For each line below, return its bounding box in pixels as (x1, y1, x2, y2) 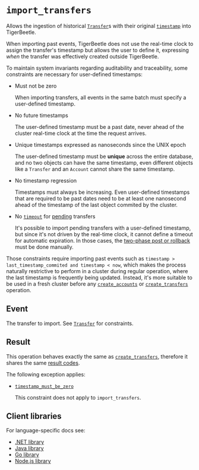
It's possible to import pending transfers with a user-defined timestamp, (14, 224, 191, 231)
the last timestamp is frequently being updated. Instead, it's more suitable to (6, 274, 193, 281)
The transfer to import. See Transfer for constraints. (6, 320, 134, 327)
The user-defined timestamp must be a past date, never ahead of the (14, 123, 184, 130)
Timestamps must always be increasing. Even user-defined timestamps (14, 188, 190, 196)
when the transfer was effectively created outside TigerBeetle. (6, 52, 159, 60)
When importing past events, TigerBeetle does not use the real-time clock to (6, 40, 194, 47)
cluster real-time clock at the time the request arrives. (14, 129, 147, 137)
